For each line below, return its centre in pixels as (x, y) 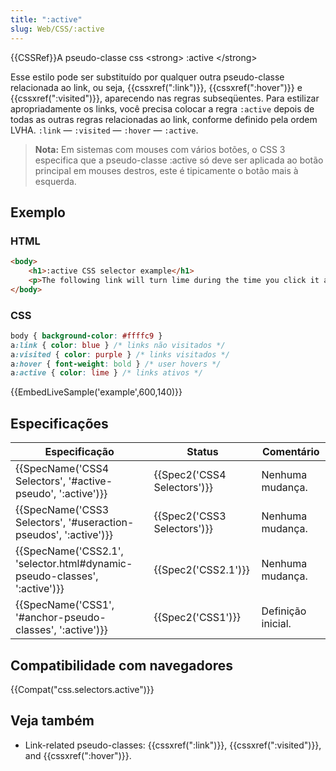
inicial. (276, 624)
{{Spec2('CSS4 (190, 475)
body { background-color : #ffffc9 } (86, 336)
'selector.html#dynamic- (74, 564)
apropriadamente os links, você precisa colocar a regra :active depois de (162, 108)
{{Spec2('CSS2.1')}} (201, 570)
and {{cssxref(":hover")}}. (78, 755)
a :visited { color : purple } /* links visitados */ (120, 354)
